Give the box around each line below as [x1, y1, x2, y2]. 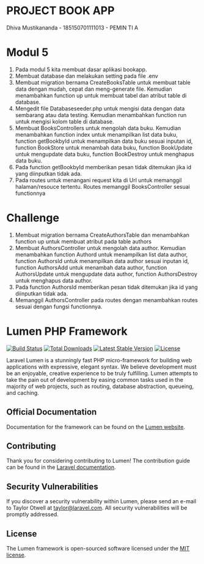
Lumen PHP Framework [6, 324, 128, 338]
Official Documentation [6, 407, 97, 417]
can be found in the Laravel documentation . [6, 463, 116, 471]
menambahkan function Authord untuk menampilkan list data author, [15, 251, 188, 258]
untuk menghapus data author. [15, 276, 93, 284]
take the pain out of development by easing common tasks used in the [6, 376, 183, 383]
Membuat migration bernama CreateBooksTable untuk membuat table [15, 78, 191, 86]
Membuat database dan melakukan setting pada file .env [15, 72, 159, 80]
